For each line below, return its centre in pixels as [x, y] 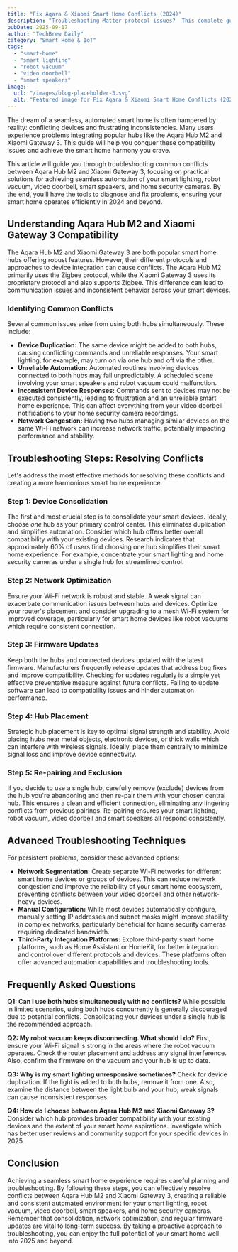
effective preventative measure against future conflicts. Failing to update [113, 682]
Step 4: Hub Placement [48, 716]
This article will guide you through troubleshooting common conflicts [108, 164]
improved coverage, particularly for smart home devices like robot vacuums [118, 618]
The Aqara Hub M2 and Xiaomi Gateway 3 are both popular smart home [112, 252]
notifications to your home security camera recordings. [98, 414]
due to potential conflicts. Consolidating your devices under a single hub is [116, 1017]
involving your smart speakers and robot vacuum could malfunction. [117, 383]
